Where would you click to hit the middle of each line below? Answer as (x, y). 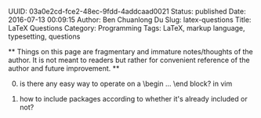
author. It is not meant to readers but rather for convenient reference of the (129, 60)
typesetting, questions (44, 36)
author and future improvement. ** (64, 68)
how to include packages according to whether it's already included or (134, 99)
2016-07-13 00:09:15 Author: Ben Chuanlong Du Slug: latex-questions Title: (130, 20)
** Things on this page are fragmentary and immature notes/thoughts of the (130, 52)
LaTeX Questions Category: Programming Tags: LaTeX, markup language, (127, 28)
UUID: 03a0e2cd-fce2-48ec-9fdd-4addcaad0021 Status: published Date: (127, 11)
